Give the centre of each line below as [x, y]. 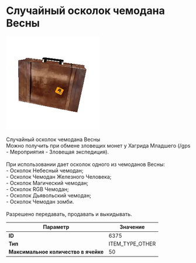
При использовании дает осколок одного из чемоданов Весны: [86, 164]
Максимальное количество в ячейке [56, 252]
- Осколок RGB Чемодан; [37, 189]
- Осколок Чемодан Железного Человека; [59, 176]
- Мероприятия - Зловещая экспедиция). [58, 152]
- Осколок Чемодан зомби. [40, 201]
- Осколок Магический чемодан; [47, 183]
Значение [132, 227]
